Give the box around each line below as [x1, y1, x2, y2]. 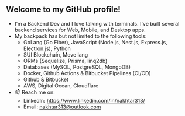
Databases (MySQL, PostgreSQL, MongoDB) [23, 64, 131, 71]
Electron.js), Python [23, 45, 71, 52]
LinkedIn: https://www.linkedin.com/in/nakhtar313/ [23, 97, 145, 104]
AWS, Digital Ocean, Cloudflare [23, 82, 99, 89]
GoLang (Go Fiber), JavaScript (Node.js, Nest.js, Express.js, [23, 38, 168, 45]
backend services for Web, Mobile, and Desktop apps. [14, 26, 146, 33]
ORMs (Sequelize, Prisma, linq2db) [23, 57, 108, 64]
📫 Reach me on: [14, 89, 56, 96]
